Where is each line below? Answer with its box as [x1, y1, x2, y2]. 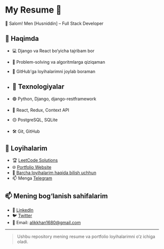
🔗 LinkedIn [12, 207, 34, 213]
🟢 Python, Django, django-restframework [12, 96, 97, 102]
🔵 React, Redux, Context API [12, 107, 69, 113]
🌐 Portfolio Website [12, 164, 52, 170]
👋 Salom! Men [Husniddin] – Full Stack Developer [5, 20, 104, 26]
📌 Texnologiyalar [12, 83, 64, 91]
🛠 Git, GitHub [12, 128, 40, 134]
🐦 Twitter [12, 213, 33, 218]
